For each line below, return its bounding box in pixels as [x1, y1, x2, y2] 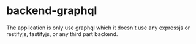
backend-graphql [6, 4, 97, 18]
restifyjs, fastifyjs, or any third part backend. [6, 30, 118, 37]
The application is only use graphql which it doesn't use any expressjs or [6, 24, 190, 31]
